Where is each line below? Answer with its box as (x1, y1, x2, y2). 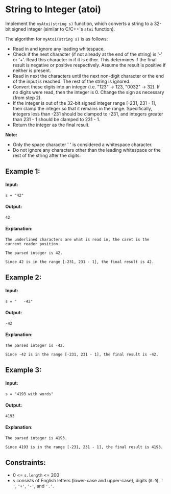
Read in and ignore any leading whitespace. (12, 45, 105, 52)
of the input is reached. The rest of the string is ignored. (12, 78, 131, 84)
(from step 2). (12, 95, 42, 101)
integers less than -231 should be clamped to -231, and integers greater (12, 111, 163, 117)
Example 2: (5, 273, 42, 282)
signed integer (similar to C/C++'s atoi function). (12, 26, 115, 32)
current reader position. (5, 241, 60, 246)
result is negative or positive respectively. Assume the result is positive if (12, 62, 166, 68)
